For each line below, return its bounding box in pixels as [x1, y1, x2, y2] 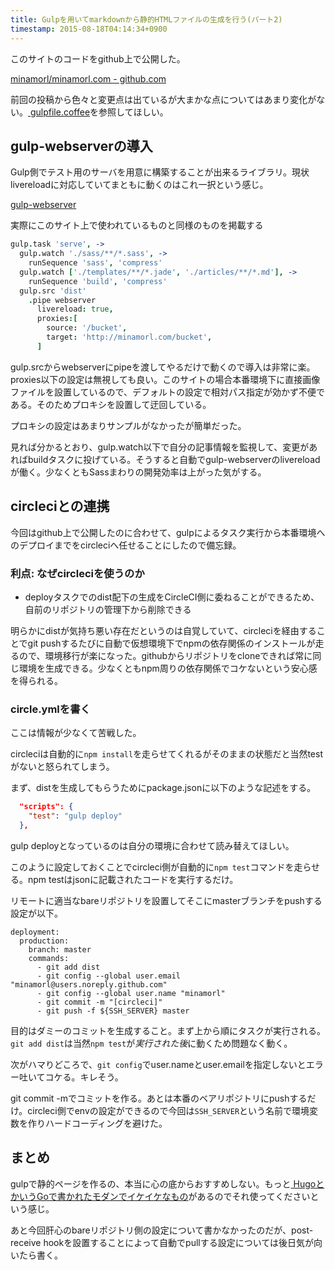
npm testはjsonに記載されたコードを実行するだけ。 [27, 873, 239, 885]
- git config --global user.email [36, 971, 182, 981]
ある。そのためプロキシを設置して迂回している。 [10, 398, 212, 410]
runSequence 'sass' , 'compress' [28, 258, 163, 268]
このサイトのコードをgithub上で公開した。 [10, 52, 186, 65]
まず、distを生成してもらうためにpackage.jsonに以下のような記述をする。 [10, 782, 317, 794]
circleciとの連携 [10, 498, 110, 515]
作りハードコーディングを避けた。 [27, 1117, 168, 1129]
